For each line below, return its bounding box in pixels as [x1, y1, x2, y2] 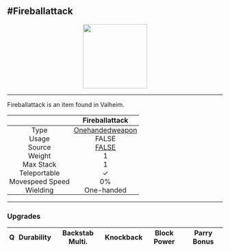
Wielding [25, 185, 54, 195]
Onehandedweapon [73, 125, 138, 134]
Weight [28, 151, 51, 160]
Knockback [105, 232, 143, 242]
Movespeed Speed [9, 177, 71, 186]
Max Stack [22, 160, 57, 169]
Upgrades [7, 211, 41, 221]
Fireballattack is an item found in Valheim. [7, 100, 125, 108]
